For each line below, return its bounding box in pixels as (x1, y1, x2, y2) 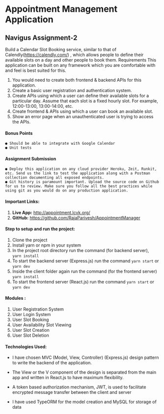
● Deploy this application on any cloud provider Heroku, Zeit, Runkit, (5, 166, 157, 172)
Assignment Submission (5, 156, 56, 161)
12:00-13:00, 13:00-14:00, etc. (12, 103, 73, 109)
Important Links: (5, 198, 40, 204)
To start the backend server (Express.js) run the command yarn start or (12, 257, 159, 264)
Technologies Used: (5, 344, 47, 350)
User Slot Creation (12, 327, 50, 333)
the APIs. (12, 119, 31, 125)
